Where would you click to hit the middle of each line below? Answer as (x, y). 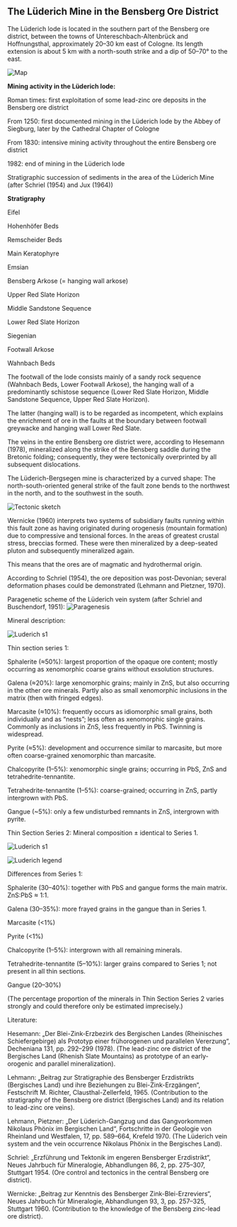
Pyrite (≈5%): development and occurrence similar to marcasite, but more (115, 748)
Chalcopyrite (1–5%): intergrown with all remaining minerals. (95, 950)
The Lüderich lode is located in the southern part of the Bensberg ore (109, 28)
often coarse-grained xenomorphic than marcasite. (82, 755)
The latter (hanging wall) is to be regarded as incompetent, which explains (115, 413)
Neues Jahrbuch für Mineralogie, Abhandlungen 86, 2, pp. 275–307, (106, 1165)
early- (200, 1056)
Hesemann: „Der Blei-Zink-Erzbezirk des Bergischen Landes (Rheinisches (115, 1033)
